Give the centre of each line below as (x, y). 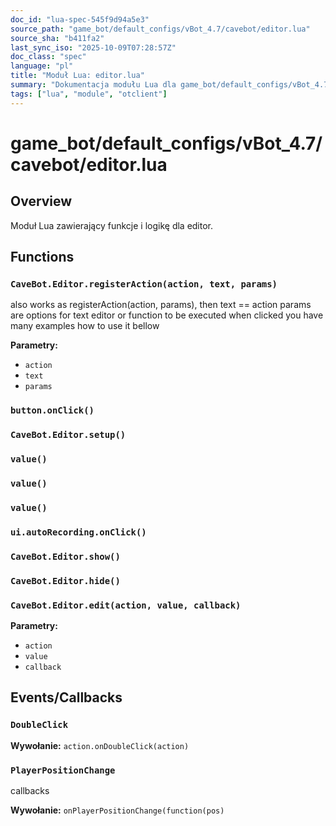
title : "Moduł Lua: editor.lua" (77, 76)
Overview (41, 201)
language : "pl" (42, 66)
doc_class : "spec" (48, 57)
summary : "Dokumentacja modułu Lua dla (93, 85)
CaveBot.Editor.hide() (65, 580)
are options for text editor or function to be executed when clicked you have (167, 315)
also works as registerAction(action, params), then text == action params (161, 305)
